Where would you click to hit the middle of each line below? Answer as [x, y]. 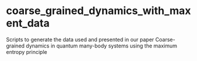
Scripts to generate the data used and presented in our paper [80, 39]
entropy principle [27, 52]
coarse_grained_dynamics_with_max [98, 11]
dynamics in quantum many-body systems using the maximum [102, 46]
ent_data [28, 23]
